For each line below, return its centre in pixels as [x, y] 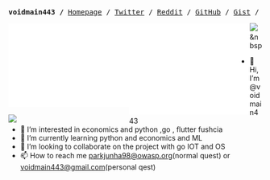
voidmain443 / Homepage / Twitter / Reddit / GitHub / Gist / [134, 12]
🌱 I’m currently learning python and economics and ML [111, 138]
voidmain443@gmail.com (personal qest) [88, 167]
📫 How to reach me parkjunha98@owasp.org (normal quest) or [125, 155]
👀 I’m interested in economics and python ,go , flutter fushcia [121, 129]
